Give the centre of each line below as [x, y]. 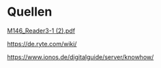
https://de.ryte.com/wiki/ [42, 44]
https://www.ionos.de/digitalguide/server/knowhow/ [80, 57]
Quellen [30, 12]
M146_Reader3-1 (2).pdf [41, 31]
